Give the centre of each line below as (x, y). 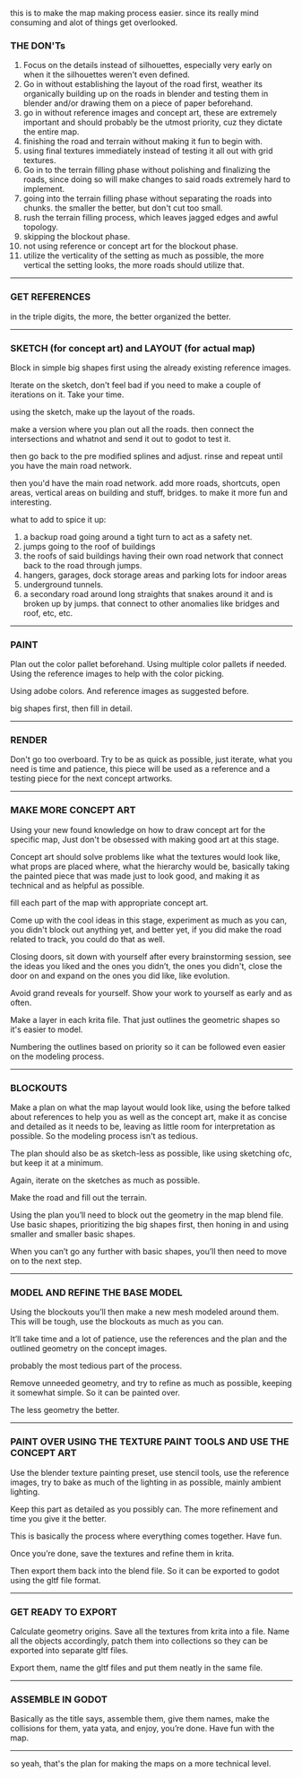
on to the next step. (46, 1261)
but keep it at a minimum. (57, 1163)
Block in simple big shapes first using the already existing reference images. (151, 368)
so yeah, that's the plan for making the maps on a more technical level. (141, 1764)
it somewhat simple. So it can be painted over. (95, 1392)
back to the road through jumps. (82, 565)
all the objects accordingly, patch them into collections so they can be (139, 1641)
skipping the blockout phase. (77, 237)
